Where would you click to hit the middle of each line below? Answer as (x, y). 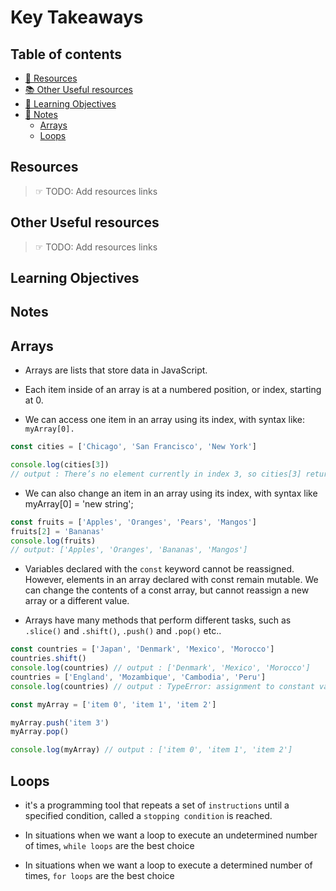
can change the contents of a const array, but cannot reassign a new (167, 590)
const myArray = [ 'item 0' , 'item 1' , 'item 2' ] (113, 704)
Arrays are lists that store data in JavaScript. (116, 370)
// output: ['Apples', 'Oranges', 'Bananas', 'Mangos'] (129, 550)
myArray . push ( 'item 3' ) (60, 722)
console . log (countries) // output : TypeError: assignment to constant (162, 686)
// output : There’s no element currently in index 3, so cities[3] (156, 474)
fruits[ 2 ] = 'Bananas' (57, 531)
